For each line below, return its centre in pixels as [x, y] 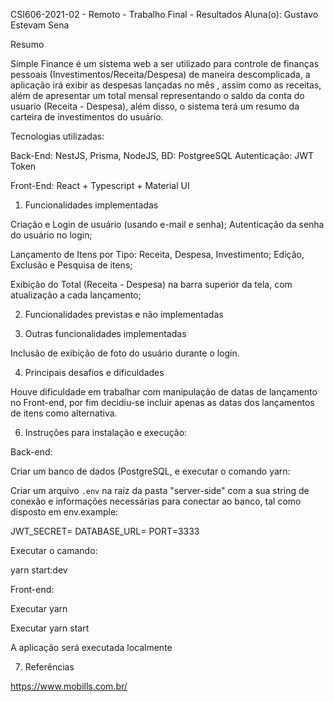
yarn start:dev [39, 570]
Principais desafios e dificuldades [94, 372]
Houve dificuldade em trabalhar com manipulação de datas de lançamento [164, 392]
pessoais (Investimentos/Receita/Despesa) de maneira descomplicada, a [160, 74]
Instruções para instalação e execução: [106, 432]
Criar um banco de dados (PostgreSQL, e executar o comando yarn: [150, 471]
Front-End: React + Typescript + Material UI [100, 185]
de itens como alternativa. [64, 413]
